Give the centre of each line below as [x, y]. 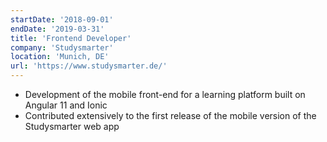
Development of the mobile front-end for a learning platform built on [165, 94]
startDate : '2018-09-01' [62, 19]
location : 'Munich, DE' [60, 57]
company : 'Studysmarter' [62, 47]
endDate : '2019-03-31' [57, 29]
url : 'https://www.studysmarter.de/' [89, 66]
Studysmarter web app [72, 126]
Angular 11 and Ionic [66, 105]
